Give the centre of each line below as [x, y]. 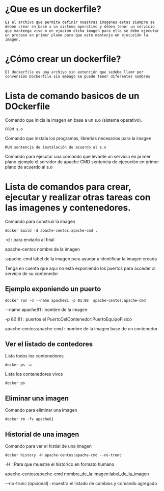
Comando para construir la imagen [40, 221]
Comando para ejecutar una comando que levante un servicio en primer [78, 156]
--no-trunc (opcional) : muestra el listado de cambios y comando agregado [81, 483]
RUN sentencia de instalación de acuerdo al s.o [56, 147]
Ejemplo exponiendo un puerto [53, 289]
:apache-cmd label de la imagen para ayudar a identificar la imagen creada [81, 259]
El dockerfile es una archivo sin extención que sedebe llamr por [74, 72]
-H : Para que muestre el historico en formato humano [60, 464]
